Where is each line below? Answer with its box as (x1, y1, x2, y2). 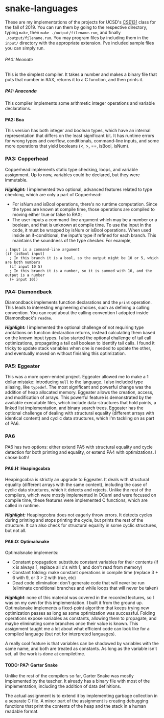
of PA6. (5, 420, 20, 426)
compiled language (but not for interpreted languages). (5, 631, 116, 637)
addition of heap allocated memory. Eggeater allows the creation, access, (5, 390, 154, 395)
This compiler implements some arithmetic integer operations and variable (5, 100, 155, 106)
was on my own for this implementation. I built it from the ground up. (5, 600, 143, 605)
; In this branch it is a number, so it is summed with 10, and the (9, 268, 152, 273)
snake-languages (5, 3, 78, 14)
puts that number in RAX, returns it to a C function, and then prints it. (5, 77, 143, 83)
